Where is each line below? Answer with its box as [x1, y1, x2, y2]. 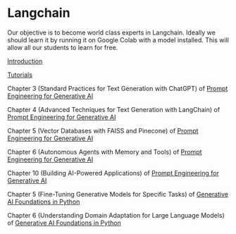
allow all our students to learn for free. [7, 43, 118, 51]
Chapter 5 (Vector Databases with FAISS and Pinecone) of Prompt [7, 126, 199, 135]
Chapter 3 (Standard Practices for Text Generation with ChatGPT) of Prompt [7, 84, 228, 92]
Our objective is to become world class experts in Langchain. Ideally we [7, 28, 216, 37]
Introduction [7, 56, 43, 65]
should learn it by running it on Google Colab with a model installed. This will [7, 35, 229, 44]
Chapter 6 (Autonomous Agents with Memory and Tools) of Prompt [7, 147, 202, 156]
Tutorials [7, 70, 33, 79]
